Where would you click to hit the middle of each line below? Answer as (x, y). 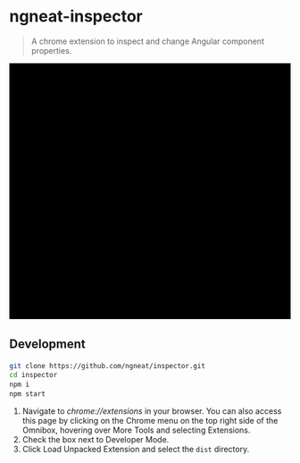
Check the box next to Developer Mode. (96, 440)
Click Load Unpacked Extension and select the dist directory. (136, 450)
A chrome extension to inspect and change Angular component (148, 41)
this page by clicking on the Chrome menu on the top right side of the (150, 421)
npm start (28, 394)
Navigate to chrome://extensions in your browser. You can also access (152, 411)
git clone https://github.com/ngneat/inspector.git (107, 366)
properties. (51, 50)
